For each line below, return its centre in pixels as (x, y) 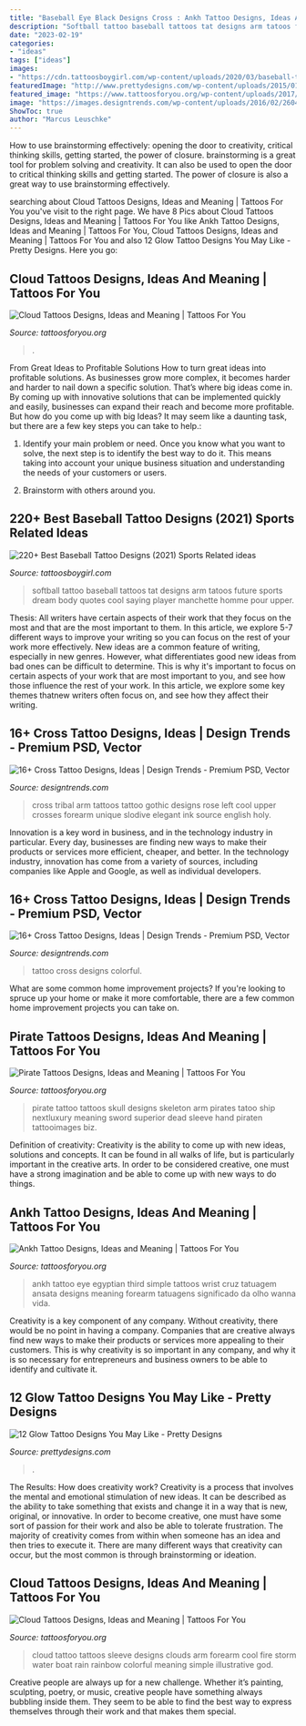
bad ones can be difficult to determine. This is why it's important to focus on (153, 666)
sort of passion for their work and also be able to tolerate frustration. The (147, 1526)
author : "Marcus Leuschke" (61, 119)
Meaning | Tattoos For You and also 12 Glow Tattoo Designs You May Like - (150, 240)
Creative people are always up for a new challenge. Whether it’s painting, (147, 1682)
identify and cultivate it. (54, 1369)
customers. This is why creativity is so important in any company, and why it (153, 1350)
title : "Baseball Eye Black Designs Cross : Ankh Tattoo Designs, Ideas (150, 18)
